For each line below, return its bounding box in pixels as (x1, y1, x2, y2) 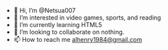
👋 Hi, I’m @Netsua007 (13, 7, 76, 14)
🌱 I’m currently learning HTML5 (13, 21, 103, 28)
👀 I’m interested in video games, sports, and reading (13, 14, 161, 22)
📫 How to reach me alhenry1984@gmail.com (13, 36, 143, 43)
